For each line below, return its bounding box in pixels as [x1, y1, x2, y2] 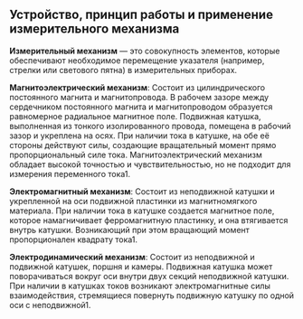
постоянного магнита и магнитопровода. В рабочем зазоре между [9, 91, 270, 102]
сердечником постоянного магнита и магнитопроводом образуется [9, 101, 273, 112]
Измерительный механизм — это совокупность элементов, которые [9, 45, 280, 56]
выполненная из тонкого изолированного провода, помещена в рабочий [9, 120, 291, 131]
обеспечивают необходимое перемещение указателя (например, [9, 54, 265, 66]
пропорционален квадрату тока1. [9, 234, 138, 245]
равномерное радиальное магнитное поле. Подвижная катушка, [9, 110, 261, 121]
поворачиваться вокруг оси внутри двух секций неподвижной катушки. [9, 270, 289, 281]
